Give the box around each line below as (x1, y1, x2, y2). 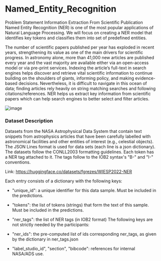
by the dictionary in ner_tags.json (12, 236, 79, 242)
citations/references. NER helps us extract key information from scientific (5, 91, 151, 97)
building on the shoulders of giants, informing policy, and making (5, 75, 134, 81)
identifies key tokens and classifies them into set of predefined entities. (5, 35, 147, 41)
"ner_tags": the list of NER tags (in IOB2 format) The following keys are (12, 217, 153, 223)
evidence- (135, 75, 156, 81)
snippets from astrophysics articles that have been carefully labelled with (5, 133, 151, 139)
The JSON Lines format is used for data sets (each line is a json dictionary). (5, 144, 156, 150)
